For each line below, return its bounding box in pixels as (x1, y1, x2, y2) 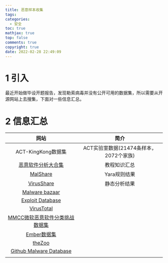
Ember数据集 (25, 231, 56, 238)
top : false (5, 36, 28, 41)
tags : (5, 12, 16, 17)
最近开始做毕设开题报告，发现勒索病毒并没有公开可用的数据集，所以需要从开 (5, 90, 163, 96)
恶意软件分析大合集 (18, 161, 64, 168)
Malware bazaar (22, 189, 60, 196)
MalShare (29, 171, 52, 178)
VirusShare (28, 180, 54, 187)
